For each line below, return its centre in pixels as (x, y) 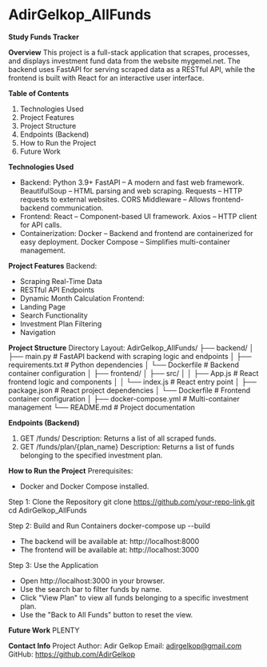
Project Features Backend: (53, 266)
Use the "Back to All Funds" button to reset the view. (106, 614)
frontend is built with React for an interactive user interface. (106, 78)
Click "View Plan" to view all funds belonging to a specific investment (134, 597)
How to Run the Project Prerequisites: (71, 470)
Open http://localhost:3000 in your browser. (92, 581)
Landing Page (43, 306)
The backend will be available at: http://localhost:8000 (110, 541)
